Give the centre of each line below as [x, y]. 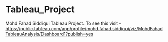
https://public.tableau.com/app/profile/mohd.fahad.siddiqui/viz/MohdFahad [84, 28]
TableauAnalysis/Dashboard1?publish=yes [49, 34]
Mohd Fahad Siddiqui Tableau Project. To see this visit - [63, 23]
